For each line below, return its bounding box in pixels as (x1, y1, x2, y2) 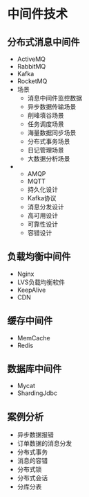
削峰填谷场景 (27, 112, 64, 119)
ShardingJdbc (17, 389, 57, 397)
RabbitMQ (17, 62, 46, 70)
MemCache (17, 333, 50, 342)
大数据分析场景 (27, 155, 70, 163)
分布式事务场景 (27, 137, 70, 146)
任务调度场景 (27, 120, 64, 128)
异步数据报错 (17, 430, 54, 439)
